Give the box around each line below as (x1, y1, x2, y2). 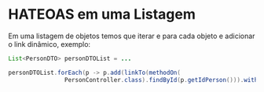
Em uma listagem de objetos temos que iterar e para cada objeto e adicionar (8, 31, 255, 41)
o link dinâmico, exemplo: (8, 39, 91, 48)
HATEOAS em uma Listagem (8, 5, 196, 23)
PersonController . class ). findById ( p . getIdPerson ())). (64, 76, 244, 83)
